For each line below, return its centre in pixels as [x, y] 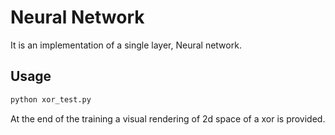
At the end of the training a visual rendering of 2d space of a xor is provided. [168, 118]
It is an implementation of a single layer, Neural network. [126, 45]
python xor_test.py [51, 99]
